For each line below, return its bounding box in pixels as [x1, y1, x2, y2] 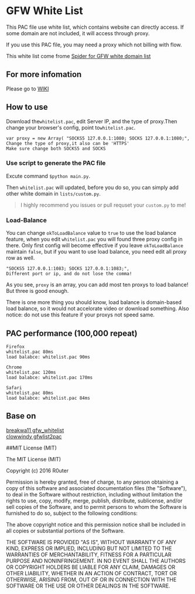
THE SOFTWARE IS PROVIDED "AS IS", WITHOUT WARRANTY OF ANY [6, 538, 177, 545]
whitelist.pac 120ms [6, 369, 57, 375]
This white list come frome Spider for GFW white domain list [6, 52, 151, 59]
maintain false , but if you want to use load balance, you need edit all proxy [6, 248, 187, 255]
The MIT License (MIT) [6, 455, 61, 463]
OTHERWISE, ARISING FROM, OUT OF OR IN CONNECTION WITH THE [6, 576, 177, 583]
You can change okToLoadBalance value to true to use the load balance [6, 230, 177, 237]
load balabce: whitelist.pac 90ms [6, 354, 91, 360]
